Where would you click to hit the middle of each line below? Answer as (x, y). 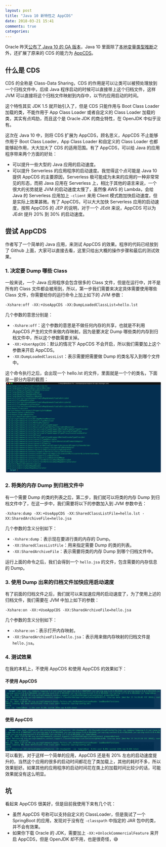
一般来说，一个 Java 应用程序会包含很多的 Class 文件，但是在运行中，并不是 (83, 283)
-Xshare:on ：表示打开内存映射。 (45, 630)
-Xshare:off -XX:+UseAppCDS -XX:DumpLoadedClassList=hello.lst (72, 305)
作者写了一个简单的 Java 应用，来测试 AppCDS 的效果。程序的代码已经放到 (82, 244)
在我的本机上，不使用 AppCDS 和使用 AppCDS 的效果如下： (66, 669)
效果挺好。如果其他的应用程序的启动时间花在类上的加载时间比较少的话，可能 (83, 768)
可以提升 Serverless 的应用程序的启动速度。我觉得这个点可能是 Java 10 (84, 170)
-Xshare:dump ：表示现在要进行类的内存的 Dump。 (62, 539)
